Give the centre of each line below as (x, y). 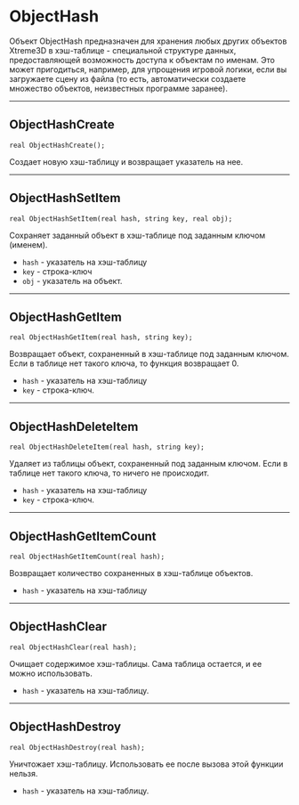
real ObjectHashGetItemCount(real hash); (87, 557)
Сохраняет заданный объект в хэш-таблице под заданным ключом (137, 235)
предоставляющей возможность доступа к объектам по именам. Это (142, 60)
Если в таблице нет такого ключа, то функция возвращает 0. (124, 363)
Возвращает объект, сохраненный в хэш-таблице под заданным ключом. (149, 354)
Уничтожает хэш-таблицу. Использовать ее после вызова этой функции (146, 764)
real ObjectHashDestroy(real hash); (77, 747)
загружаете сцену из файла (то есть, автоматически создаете (128, 78)
